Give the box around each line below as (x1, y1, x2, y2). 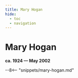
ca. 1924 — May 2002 (5, 58, 51, 64)
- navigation (9, 20, 36, 26)
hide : (5, 12, 16, 17)
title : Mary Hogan (5, 7, 43, 12)
